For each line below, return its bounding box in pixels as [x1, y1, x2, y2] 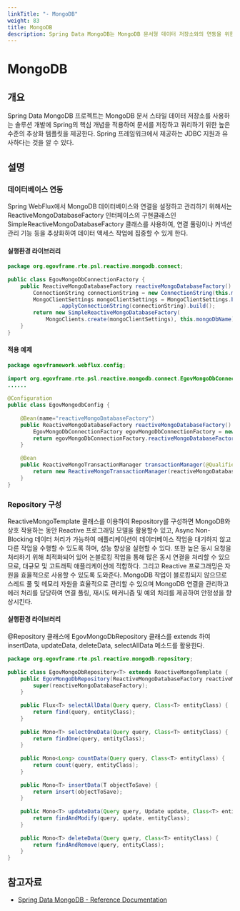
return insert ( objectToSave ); [33, 788, 123, 795]
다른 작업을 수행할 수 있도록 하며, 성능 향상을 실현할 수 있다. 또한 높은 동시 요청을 [7, 543, 232, 552]
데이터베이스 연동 [7, 184, 64, 194]
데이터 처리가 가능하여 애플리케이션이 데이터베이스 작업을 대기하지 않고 [34, 535, 231, 543]
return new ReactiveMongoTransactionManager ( [33, 468, 171, 475]
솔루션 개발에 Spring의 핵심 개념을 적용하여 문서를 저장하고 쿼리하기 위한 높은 [14, 121, 231, 129]
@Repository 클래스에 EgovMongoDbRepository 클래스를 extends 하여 [7, 633, 211, 641]
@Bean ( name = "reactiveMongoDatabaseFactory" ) [20, 415, 155, 422]
